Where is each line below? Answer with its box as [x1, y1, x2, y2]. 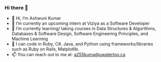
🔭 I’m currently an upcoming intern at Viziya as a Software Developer [11, 20, 150, 26]
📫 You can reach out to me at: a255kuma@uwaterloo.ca [11, 52, 125, 58]
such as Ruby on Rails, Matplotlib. [11, 46, 80, 52]
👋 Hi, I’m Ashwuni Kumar [11, 15, 61, 21]
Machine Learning [11, 36, 48, 42]
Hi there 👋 [4, 4, 29, 11]
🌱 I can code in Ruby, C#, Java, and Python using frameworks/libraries [11, 41, 154, 47]
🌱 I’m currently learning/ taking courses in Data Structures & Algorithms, [11, 26, 156, 31]
